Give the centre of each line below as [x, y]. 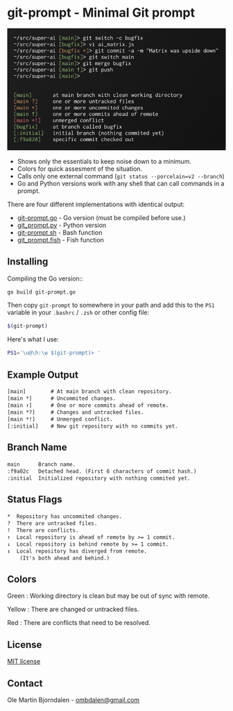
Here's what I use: [33, 340]
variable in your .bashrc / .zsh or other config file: [78, 312]
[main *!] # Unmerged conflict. [60, 419]
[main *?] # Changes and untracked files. [76, 412]
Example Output [43, 375]
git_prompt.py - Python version [62, 225]
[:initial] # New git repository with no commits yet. [93, 426]
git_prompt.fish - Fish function [60, 240]
